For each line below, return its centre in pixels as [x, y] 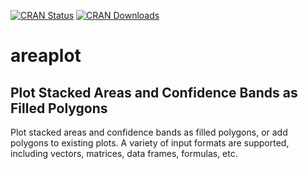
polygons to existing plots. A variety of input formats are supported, [150, 143]
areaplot [46, 56]
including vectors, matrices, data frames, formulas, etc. [124, 153]
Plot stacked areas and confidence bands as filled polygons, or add [149, 132]
